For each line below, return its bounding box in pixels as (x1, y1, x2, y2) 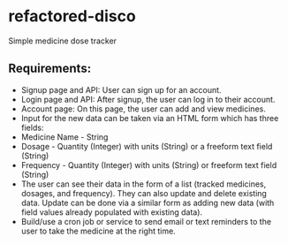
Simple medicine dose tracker (8, 35, 117, 46)
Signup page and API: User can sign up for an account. (20, 84, 222, 95)
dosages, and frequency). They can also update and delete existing (20, 188, 267, 198)
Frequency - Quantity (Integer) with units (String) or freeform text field (20, 159, 277, 170)
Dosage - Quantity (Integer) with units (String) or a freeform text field (20, 141, 273, 151)
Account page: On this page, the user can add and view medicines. (20, 103, 266, 114)
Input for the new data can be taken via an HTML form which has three (20, 112, 279, 123)
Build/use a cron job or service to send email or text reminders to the (20, 216, 271, 226)
